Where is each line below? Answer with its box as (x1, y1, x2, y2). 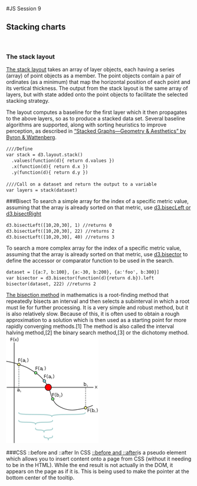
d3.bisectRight (6, 210, 41, 217)
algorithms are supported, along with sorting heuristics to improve (6, 121, 167, 129)
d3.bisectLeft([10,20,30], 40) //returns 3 (6, 234, 115, 240)
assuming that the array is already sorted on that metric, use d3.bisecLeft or (6, 204, 191, 211)
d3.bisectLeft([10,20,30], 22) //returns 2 (6, 229, 115, 234)
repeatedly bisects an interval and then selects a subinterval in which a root (6, 298, 190, 305)
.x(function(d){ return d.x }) (11, 164, 88, 170)
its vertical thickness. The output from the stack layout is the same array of (6, 85, 188, 92)
